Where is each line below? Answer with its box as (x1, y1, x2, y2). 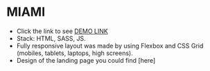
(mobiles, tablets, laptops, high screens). (16, 49, 133, 57)
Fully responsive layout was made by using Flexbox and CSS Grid (16, 41, 204, 50)
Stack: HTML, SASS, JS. (16, 34, 86, 42)
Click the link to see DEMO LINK (16, 27, 108, 35)
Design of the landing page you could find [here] (16, 56, 156, 64)
